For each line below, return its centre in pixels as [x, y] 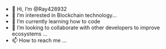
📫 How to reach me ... [39, 40]
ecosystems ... [30, 34]
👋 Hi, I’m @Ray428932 [39, 9]
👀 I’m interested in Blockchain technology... [64, 15]
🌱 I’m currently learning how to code [56, 21]
